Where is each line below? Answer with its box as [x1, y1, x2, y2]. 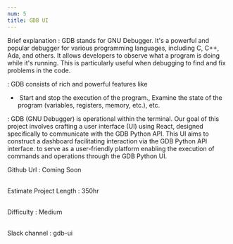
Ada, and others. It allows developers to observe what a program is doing [7, 51, 220, 60]
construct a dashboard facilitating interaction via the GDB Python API [7, 136, 208, 145]
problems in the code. [7, 66, 71, 75]
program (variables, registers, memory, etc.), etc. [17, 101, 160, 109]
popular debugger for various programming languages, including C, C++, [7, 44, 220, 52]
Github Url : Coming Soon [7, 165, 82, 174]
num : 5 [7, 10, 27, 18]
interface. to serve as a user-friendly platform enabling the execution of [7, 144, 215, 153]
